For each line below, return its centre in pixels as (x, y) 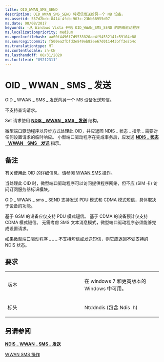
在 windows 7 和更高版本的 (115, 281)
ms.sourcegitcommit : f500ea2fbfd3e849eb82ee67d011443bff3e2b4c (71, 42)
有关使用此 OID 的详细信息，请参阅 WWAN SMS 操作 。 (60, 173)
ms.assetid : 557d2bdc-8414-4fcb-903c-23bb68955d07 (58, 19)
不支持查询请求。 (22, 110)
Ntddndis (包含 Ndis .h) (111, 307)
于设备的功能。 (20, 206)
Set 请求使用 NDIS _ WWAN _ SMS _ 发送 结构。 (53, 121)
